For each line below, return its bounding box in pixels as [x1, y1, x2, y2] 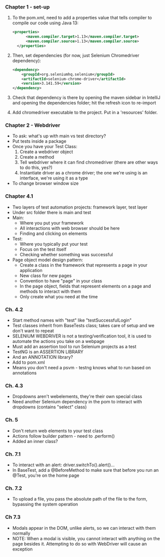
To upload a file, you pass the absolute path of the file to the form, [12, 496, 148, 502]
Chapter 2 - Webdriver [5, 122, 60, 129]
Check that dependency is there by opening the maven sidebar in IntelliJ [12, 95, 161, 101]
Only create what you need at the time [19, 293, 98, 299]
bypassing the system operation [12, 501, 78, 507]
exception [12, 546, 33, 552]
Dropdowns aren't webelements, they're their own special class [12, 393, 142, 399]
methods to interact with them [19, 288, 81, 294]
